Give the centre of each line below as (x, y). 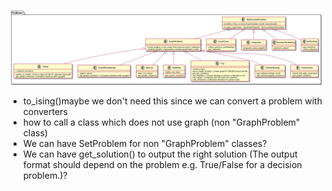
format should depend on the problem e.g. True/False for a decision (162, 165)
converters (45, 112)
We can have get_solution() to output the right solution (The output (160, 154)
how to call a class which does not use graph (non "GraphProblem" (161, 122)
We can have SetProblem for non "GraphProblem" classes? (145, 144)
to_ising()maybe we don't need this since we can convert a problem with (172, 101)
